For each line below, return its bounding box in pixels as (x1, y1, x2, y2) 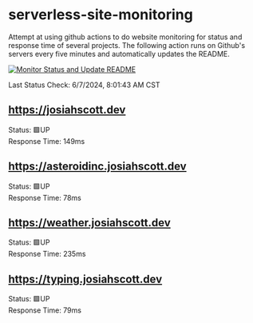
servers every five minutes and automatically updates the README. (8, 49, 230, 58)
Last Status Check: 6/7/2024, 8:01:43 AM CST (8, 80, 160, 90)
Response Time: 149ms (8, 136, 85, 146)
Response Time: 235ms (8, 249, 86, 259)
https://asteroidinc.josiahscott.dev (8, 160, 187, 173)
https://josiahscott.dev (8, 103, 126, 117)
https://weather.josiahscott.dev (8, 216, 172, 229)
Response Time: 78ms (8, 193, 81, 202)
